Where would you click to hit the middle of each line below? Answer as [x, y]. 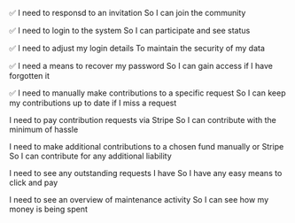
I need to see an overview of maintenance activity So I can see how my [139, 200]
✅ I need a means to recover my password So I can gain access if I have [141, 66]
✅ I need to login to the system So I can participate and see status [130, 31]
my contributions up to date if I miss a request [93, 103]
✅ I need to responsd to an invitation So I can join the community [128, 13]
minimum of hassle [44, 129]
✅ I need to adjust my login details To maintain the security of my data [137, 48]
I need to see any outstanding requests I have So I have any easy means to [146, 173]
